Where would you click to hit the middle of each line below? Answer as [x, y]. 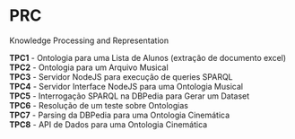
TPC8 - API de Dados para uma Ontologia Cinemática [108, 124]
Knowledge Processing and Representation [89, 40]
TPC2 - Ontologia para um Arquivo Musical [89, 67]
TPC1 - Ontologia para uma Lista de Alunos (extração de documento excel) [148, 57]
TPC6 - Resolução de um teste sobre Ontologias [99, 105]
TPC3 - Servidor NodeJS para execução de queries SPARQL [121, 76]
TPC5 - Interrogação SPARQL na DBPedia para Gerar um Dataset [130, 96]
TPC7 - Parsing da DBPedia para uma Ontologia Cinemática [120, 115]
